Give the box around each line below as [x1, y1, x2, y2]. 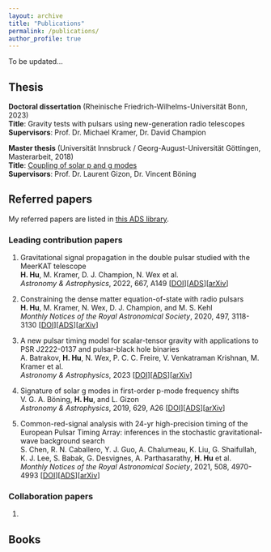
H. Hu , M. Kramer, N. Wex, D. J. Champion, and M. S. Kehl [19, 303, 213, 313]
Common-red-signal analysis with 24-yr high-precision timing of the [19, 419, 248, 429]
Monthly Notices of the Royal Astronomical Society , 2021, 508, [19, 462, 230, 472]
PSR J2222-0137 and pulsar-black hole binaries [19, 344, 180, 354]
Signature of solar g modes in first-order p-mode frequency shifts [19, 386, 239, 396]
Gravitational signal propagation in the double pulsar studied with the [19, 253, 251, 263]
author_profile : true [8, 34, 82, 43]
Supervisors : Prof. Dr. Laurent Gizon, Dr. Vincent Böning [8, 169, 197, 179]
